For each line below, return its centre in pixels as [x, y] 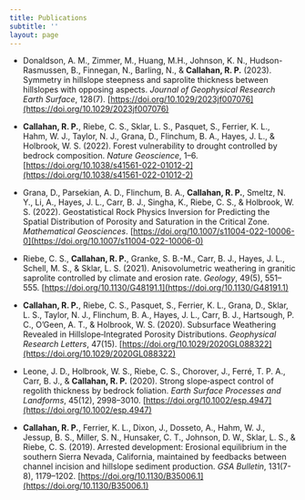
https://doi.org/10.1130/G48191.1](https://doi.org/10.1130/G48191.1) [166, 288]
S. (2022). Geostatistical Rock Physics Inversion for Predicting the [146, 212]
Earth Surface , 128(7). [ [66, 99]
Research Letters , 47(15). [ [72, 344]
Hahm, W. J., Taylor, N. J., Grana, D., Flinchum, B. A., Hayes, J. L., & [148, 137]
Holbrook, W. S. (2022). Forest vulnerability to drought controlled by [150, 146]
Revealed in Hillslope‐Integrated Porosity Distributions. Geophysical [149, 334]
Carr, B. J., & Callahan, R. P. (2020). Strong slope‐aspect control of [148, 381]
